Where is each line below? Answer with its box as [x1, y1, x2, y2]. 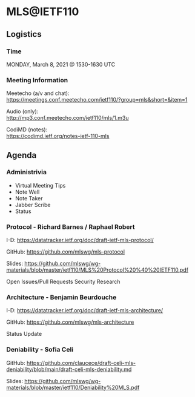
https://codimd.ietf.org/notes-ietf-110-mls [6, 133, 110, 140]
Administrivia [6, 168, 47, 177]
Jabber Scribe [15, 201, 51, 208]
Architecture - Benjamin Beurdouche [6, 293, 117, 301]
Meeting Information [6, 76, 68, 84]
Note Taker [15, 194, 43, 202]
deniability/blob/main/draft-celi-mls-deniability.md [6, 366, 132, 373]
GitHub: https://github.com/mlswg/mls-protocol [6, 248, 125, 255]
